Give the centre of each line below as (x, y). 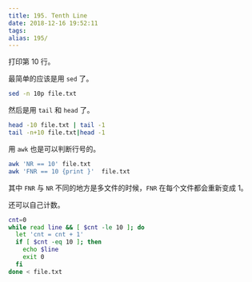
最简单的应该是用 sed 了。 (51, 79)
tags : (17, 30)
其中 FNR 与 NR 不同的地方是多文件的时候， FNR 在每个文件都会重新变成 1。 (128, 188)
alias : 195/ (28, 38)
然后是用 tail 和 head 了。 (51, 110)
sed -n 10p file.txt (43, 94)
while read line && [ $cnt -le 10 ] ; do (77, 227)
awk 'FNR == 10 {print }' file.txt (69, 171)
